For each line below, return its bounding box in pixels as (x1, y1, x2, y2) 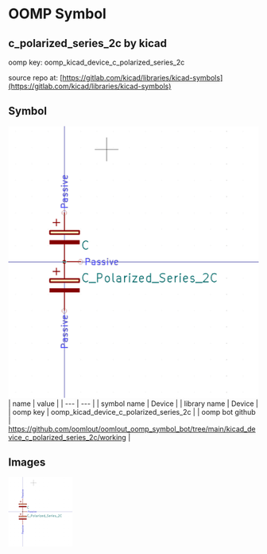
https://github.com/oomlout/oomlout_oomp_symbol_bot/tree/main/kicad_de (8, 423, 256, 434)
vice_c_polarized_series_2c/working (8, 432, 127, 442)
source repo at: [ (8, 73, 63, 82)
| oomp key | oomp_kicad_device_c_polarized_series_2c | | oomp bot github (8, 407, 256, 416)
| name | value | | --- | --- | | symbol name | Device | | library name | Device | (8, 399, 258, 408)
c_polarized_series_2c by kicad (8, 37, 167, 50)
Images (8, 455, 46, 470)
